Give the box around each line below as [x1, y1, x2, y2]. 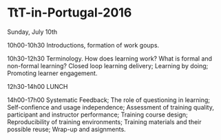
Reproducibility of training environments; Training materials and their [7, 117, 202, 126]
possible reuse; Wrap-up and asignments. [7, 125, 126, 133]
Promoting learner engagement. [7, 69, 98, 77]
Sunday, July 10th [7, 28, 58, 36]
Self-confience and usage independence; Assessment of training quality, [7, 103, 215, 111]
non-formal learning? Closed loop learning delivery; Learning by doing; [7, 61, 209, 70]
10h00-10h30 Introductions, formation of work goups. [7, 41, 160, 49]
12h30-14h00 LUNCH [7, 82, 68, 90]
